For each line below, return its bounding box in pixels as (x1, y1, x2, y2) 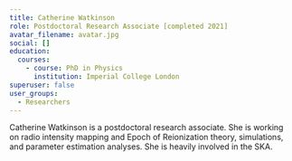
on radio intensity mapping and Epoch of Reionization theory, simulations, (9, 132, 284, 143)
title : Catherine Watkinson (9, 13, 116, 23)
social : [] (9, 38, 51, 48)
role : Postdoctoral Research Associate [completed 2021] (9, 22, 229, 31)
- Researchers (17, 97, 71, 107)
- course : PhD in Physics (25, 64, 124, 73)
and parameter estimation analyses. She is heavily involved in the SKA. (9, 141, 273, 152)
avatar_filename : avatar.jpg (9, 30, 119, 39)
